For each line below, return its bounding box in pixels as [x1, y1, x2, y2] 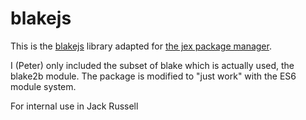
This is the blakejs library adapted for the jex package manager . [10, 40, 272, 52]
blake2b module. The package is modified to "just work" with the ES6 [10, 70, 297, 82]
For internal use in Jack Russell [10, 100, 139, 112]
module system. [10, 80, 77, 92]
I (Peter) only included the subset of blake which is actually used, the [10, 59, 295, 71]
